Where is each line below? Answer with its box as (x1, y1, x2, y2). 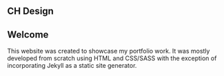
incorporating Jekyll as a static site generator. (7, 62, 137, 70)
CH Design (7, 5, 54, 17)
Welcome (7, 29, 49, 40)
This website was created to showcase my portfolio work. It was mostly (7, 47, 210, 55)
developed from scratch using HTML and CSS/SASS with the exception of (7, 54, 217, 62)
